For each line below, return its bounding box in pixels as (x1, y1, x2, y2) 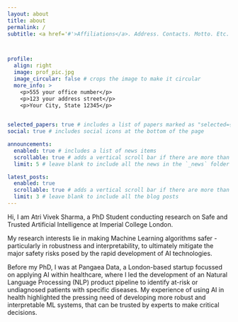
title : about (7, 17, 46, 24)
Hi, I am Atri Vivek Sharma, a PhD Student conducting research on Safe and (7, 213, 228, 221)
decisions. (7, 308, 38, 316)
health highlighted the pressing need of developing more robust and (7, 293, 206, 301)
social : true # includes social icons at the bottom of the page (7, 128, 204, 135)
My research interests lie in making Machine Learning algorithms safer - (7, 234, 217, 242)
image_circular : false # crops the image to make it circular (13, 75, 201, 82)
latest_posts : (7, 173, 50, 181)
